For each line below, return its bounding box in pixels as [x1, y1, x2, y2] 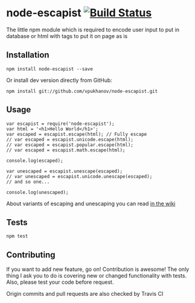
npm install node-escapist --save [6, 66, 94, 72]
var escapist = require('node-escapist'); [6, 121, 115, 127]
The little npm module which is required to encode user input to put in [6, 26, 180, 33]
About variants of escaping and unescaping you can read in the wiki [6, 200, 176, 207]
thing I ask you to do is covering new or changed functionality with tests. [6, 272, 187, 279]
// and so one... [6, 179, 50, 185]
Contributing [6, 249, 56, 260]
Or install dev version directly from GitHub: [6, 76, 113, 84]
